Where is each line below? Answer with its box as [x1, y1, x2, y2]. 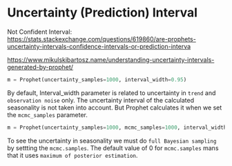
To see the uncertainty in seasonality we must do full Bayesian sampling [7, 136, 217, 145]
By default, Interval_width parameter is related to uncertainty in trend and [7, 88, 216, 97]
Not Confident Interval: [7, 28, 72, 36]
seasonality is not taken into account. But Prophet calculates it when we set [7, 103, 222, 112]
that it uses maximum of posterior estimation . [7, 151, 138, 159]
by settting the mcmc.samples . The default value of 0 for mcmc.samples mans [7, 143, 219, 152]
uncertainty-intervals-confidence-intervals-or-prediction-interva [7, 42, 191, 50]
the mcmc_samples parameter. [7, 110, 88, 118]
